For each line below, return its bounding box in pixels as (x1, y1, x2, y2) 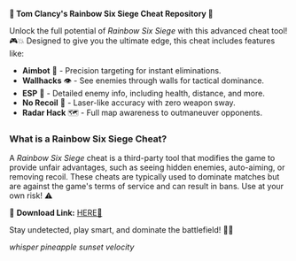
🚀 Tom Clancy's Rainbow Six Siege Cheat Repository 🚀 (9, 9, 214, 19)
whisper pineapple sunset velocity (9, 242, 135, 252)
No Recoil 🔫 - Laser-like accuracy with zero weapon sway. (21, 97, 237, 108)
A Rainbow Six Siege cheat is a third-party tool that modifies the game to (9, 153, 276, 164)
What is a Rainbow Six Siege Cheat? (9, 133, 167, 145)
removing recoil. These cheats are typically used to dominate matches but (9, 172, 280, 182)
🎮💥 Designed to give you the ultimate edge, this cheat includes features (9, 35, 276, 46)
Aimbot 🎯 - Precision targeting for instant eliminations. (21, 65, 222, 75)
